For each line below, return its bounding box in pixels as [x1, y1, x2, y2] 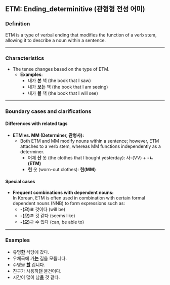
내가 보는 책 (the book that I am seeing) [27, 84, 108, 90]
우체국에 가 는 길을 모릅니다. [12, 255, 67, 261]
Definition [5, 20, 30, 27]
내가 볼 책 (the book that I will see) [27, 90, 99, 96]
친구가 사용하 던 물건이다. [12, 268, 62, 274]
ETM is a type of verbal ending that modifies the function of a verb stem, [5, 32, 157, 38]
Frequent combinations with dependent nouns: [12, 189, 114, 196]
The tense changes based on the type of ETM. [12, 66, 110, 72]
